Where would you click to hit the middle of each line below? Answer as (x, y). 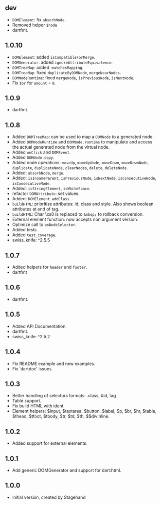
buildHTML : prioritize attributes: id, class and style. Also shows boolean (83, 204)
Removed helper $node (35, 25)
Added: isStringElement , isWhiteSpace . (51, 189)
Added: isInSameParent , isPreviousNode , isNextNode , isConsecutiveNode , (84, 178)
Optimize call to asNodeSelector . (44, 225)
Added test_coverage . (34, 235)
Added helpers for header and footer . (50, 267)
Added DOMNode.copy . (33, 157)
